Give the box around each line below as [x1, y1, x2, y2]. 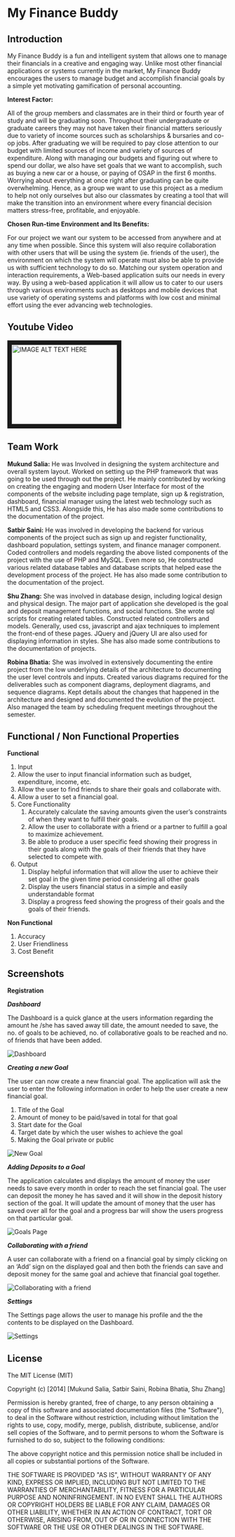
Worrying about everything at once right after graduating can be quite [7, 176, 209, 185]
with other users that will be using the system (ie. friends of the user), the [7, 249, 220, 256]
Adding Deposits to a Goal [7, 1163, 86, 1171]
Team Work [7, 441, 59, 453]
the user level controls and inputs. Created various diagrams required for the [7, 673, 229, 681]
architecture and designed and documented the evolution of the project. [7, 695, 216, 704]
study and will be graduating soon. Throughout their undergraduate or [7, 116, 210, 125]
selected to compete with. [27, 852, 104, 861]
